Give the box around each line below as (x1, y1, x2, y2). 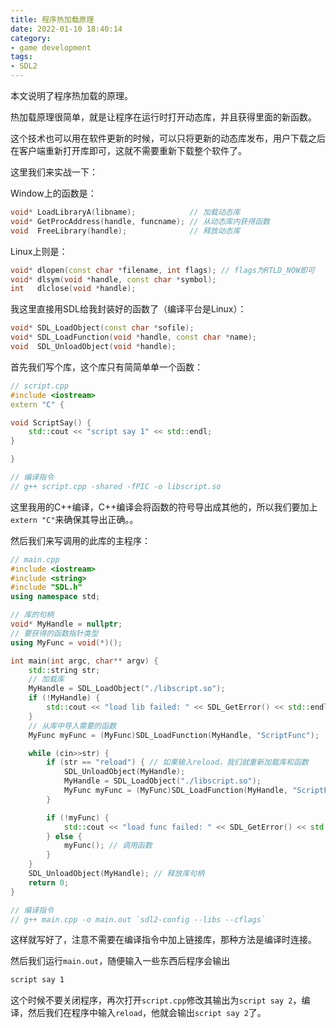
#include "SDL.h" (10, 582, 83, 593)
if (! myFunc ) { (46, 812, 110, 823)
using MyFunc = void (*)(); (10, 637, 123, 648)
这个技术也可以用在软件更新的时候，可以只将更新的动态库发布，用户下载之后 (10, 132, 326, 144)
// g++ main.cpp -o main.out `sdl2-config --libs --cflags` (10, 914, 267, 925)
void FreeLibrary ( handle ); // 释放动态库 (10, 226, 241, 236)
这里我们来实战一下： (10, 166, 98, 178)
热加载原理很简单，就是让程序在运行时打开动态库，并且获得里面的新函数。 (10, 111, 317, 123)
